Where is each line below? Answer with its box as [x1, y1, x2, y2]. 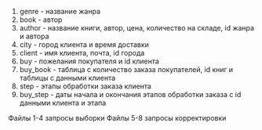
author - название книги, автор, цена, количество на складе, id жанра [19, 23, 255, 32]
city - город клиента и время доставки [19, 40, 149, 49]
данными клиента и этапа [19, 98, 107, 107]
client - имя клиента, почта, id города [19, 49, 145, 57]
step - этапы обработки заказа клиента [19, 81, 151, 91]
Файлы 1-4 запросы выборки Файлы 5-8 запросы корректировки [8, 114, 227, 122]
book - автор [19, 15, 63, 24]
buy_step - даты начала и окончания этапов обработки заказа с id [19, 90, 242, 99]
